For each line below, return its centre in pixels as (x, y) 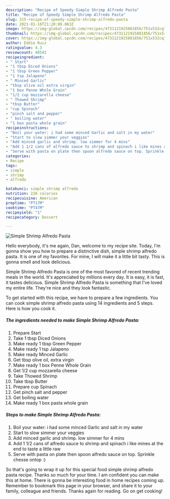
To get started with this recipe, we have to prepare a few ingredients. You (82, 298)
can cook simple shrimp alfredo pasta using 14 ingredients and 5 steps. (80, 303)
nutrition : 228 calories (32, 194)
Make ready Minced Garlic (40, 354)
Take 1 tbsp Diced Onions (39, 338)
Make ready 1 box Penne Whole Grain (52, 365)
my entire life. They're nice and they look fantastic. (59, 288)
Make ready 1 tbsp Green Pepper (47, 344)
